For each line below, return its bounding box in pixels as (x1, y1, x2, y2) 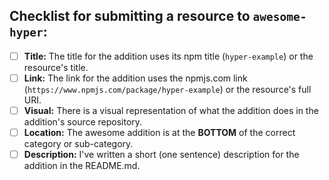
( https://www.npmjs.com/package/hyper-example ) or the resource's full (23, 83, 312, 95)
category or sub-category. (23, 138, 134, 150)
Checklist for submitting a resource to (9, 8, 251, 25)
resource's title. (23, 61, 89, 73)
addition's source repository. (23, 116, 143, 128)
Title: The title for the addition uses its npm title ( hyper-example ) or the (23, 50, 314, 62)
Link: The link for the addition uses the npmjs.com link (23, 72, 248, 84)
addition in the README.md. (23, 160, 141, 172)
